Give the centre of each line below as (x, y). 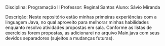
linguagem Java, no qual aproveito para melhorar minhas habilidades (77, 22)
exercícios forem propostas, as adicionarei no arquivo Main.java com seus (82, 33)
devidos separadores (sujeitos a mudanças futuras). (59, 38)
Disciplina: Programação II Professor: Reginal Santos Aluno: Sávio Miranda (83, 7)
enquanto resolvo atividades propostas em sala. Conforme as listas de (79, 27)
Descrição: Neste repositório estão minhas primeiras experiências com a (81, 17)
